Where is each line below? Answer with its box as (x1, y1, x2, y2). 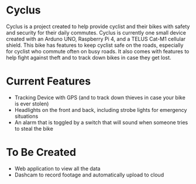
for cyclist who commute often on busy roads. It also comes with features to (6, 47, 190, 54)
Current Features (6, 74, 91, 88)
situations (14, 113, 39, 120)
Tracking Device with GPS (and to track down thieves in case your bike (14, 94, 185, 101)
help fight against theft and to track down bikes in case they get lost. (6, 54, 171, 61)
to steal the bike (14, 125, 54, 132)
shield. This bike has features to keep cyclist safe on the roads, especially (6, 42, 184, 49)
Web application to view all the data (14, 165, 101, 172)
